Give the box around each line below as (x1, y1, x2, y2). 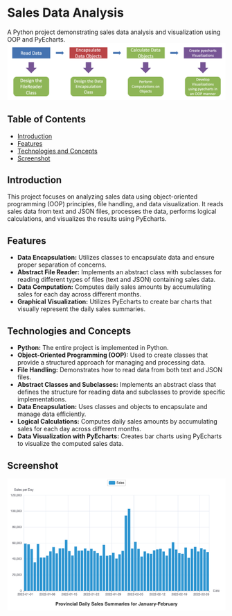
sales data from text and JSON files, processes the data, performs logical (7, 207, 217, 216)
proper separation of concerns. (17, 260, 107, 269)
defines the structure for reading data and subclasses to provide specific (17, 388, 226, 397)
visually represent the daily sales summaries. (17, 305, 146, 313)
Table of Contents (7, 113, 87, 126)
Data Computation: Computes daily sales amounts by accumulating (17, 283, 211, 291)
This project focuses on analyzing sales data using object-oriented (7, 192, 198, 201)
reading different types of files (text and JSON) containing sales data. (17, 276, 216, 284)
